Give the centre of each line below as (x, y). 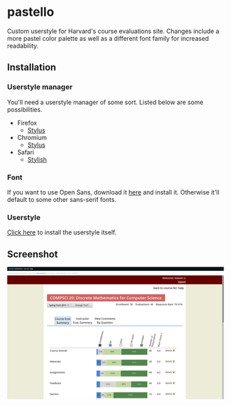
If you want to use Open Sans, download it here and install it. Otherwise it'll (113, 192)
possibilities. (25, 109)
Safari (25, 152)
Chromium (32, 137)
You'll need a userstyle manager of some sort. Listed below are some (106, 102)
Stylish (37, 159)
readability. (23, 45)
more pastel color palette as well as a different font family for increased (108, 38)
